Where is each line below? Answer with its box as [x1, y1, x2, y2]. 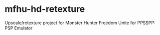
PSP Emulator [4, 25, 33, 31]
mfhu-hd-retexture [4, 3, 85, 15]
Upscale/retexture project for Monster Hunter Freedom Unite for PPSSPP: [4, 20, 156, 26]
